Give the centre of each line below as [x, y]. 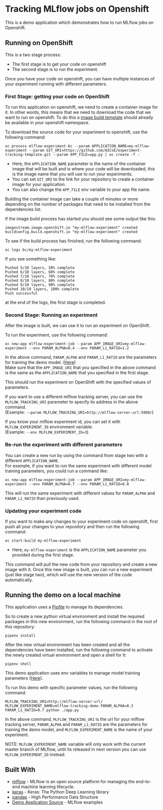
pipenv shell [18, 664]
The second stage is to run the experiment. [55, 69]
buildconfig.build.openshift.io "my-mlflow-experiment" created [71, 232]
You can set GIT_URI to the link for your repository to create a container [83, 179]
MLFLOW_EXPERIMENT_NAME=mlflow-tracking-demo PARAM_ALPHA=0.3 [69, 706]
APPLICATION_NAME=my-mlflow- [121, 146]
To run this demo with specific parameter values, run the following [71, 687]
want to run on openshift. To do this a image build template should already [79, 117]
